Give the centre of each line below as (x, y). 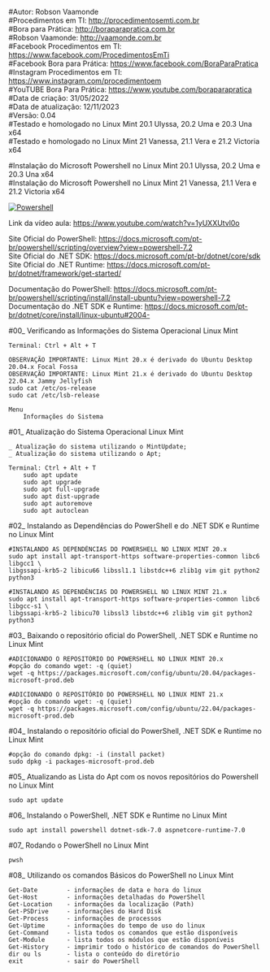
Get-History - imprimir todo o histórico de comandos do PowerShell (134, 947)
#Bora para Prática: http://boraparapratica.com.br (92, 29)
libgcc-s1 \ (28, 606)
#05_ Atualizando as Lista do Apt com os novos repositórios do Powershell (133, 777)
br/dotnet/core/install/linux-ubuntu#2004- (79, 315)
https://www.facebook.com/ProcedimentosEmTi (89, 55)
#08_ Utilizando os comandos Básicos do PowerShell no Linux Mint (121, 875)
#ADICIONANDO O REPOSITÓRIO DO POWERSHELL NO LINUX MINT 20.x (116, 659)
